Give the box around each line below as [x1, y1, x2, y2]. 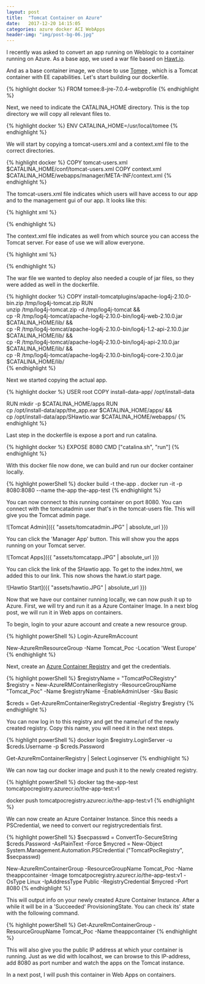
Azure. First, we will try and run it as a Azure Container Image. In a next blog [6, 602, 198, 610]
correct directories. [6, 147, 55, 154]
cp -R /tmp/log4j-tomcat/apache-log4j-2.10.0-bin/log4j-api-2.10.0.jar [6, 338, 180, 346]
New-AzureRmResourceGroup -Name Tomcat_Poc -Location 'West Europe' [6, 645, 197, 652]
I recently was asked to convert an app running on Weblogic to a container [6, 48, 195, 56]
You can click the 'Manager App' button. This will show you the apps [6, 536, 179, 543]
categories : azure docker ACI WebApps [6, 26, 105, 32]
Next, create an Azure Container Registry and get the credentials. [6, 663, 171, 670]
